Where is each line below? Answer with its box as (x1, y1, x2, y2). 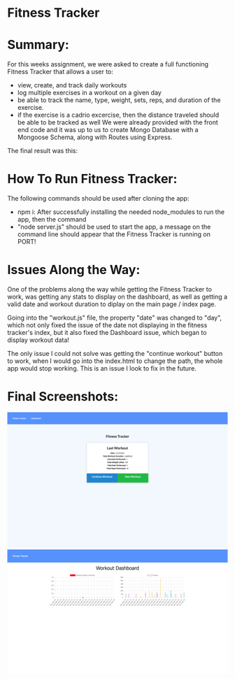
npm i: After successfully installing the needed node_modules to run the (17, 208, 225, 216)
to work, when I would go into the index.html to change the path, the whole (7, 357, 223, 365)
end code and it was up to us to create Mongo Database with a (17, 126, 199, 134)
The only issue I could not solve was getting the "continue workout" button (7, 350, 223, 357)
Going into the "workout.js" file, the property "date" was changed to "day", (7, 313, 222, 322)
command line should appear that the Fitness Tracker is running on (17, 230, 211, 238)
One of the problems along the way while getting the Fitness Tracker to (7, 285, 212, 293)
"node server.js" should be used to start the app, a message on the (17, 222, 211, 231)
